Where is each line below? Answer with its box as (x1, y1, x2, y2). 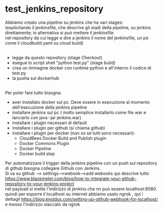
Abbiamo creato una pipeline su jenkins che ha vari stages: (5, 19, 123, 25)
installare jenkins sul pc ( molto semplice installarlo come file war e (12, 109, 146, 115)
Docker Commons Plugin (19, 140, 70, 146)
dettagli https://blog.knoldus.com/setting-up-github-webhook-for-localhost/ (5, 196, 158, 202)
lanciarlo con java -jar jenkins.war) (12, 114, 82, 120)
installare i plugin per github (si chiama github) (12, 125, 106, 130)
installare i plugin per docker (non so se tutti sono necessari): (12, 130, 135, 136)
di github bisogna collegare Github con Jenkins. (5, 165, 101, 171)
